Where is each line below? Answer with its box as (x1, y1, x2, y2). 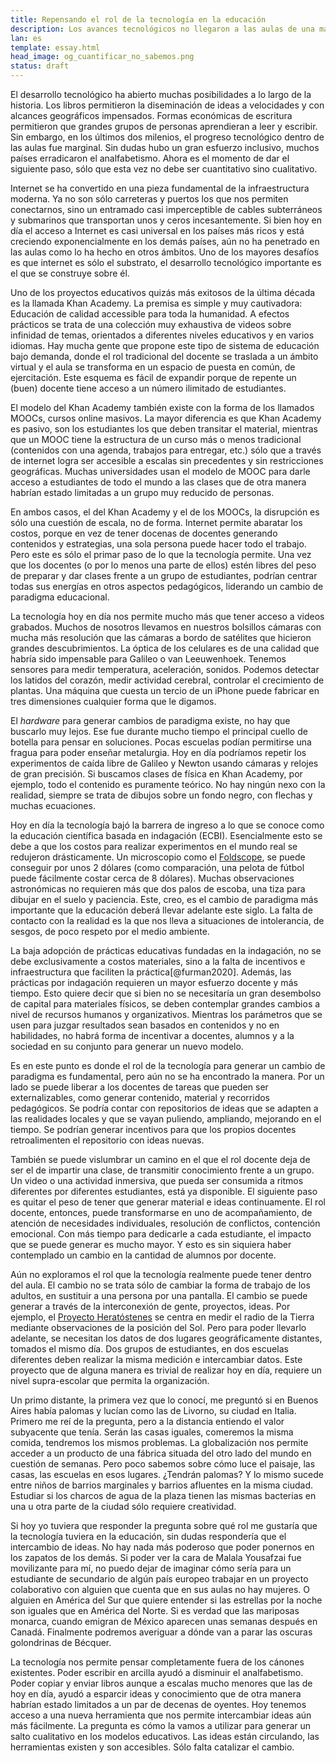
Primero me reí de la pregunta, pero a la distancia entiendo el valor (10, 1416, 285, 1427)
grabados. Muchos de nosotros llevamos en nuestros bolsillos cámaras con (10, 621, 322, 633)
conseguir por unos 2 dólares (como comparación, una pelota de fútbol (10, 862, 305, 873)
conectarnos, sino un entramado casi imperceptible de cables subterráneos (10, 204, 323, 215)
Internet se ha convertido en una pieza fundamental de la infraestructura (10, 182, 310, 194)
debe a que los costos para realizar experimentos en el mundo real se (10, 841, 298, 852)
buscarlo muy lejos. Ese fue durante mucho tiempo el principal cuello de (10, 726, 308, 737)
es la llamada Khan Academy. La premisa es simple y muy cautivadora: (10, 297, 303, 309)
